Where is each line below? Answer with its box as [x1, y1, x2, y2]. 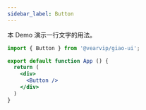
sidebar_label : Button [7, 10, 74, 18]
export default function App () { [7, 57, 109, 64]
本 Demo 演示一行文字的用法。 [7, 30, 97, 39]
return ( [13, 64, 39, 71]
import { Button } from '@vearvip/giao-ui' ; [7, 44, 140, 51]
